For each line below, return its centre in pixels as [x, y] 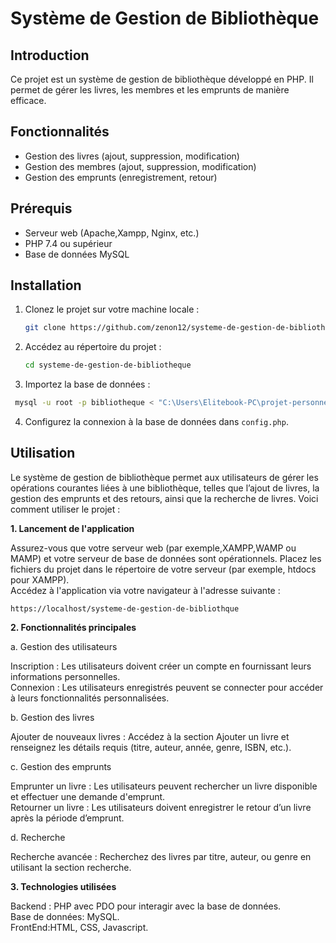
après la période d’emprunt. [67, 818]
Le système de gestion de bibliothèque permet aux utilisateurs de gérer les [164, 477]
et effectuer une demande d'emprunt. [88, 796]
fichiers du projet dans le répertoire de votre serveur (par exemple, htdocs [163, 569]
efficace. [28, 100]
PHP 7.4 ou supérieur [68, 243]
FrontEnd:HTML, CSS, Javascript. [79, 927]
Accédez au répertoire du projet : [93, 347]
